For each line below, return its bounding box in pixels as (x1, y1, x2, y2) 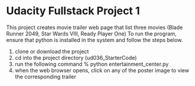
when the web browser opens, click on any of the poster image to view (14, 66, 190, 74)
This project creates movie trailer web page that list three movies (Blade (6, 24, 183, 31)
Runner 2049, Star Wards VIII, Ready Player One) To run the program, (6, 30, 177, 37)
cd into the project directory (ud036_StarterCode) (14, 54, 137, 61)
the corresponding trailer (14, 73, 76, 80)
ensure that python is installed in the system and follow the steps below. (6, 36, 183, 43)
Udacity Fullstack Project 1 (6, 4, 140, 18)
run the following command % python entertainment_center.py (14, 60, 169, 68)
